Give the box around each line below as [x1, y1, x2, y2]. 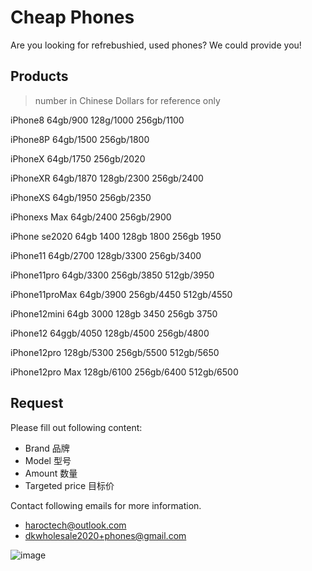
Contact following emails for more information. [10, 499, 202, 511]
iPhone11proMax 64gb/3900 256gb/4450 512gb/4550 [10, 288, 233, 300]
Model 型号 [24, 454, 72, 466]
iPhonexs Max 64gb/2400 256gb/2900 [10, 211, 172, 223]
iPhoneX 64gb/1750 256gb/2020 [10, 152, 146, 165]
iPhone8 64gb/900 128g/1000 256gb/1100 [10, 114, 185, 126]
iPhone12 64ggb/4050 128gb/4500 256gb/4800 [10, 327, 210, 339]
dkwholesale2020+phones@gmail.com [24, 529, 187, 541]
